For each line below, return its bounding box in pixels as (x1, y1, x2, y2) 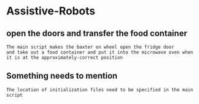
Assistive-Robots (6, 4, 96, 18)
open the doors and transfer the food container (6, 28, 188, 38)
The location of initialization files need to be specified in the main (6, 87, 194, 93)
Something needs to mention (6, 71, 118, 81)
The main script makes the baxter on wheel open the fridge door (6, 44, 174, 50)
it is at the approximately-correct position (6, 55, 123, 61)
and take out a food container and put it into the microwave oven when (6, 49, 194, 55)
